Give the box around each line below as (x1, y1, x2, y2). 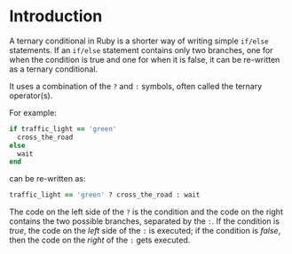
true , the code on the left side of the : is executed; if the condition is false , (9, 226, 281, 236)
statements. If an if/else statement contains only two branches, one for (9, 44, 273, 55)
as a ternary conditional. (9, 64, 99, 74)
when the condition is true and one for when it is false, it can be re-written (9, 54, 280, 65)
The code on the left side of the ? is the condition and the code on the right (9, 206, 284, 218)
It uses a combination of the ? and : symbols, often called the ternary (9, 81, 263, 91)
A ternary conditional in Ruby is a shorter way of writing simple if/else (9, 35, 269, 46)
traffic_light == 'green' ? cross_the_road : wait (9, 190, 201, 200)
